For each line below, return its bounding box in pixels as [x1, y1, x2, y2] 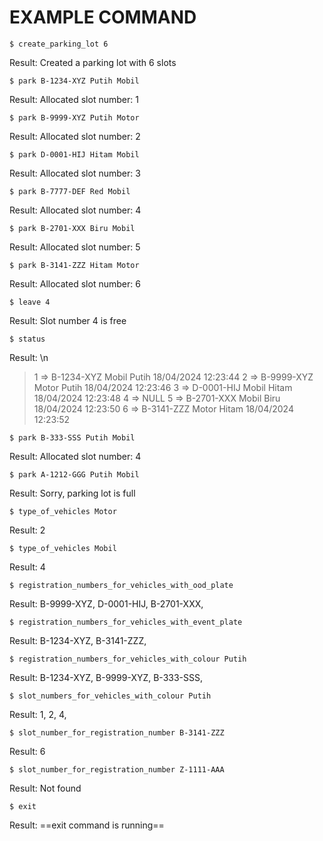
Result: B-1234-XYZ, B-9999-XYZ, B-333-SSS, [9, 671, 204, 683]
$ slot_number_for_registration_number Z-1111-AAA [9, 764, 225, 775]
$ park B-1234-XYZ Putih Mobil [9, 76, 140, 86]
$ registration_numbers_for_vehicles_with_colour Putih [9, 654, 247, 664]
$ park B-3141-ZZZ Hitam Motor [9, 260, 140, 270]
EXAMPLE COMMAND [9, 6, 197, 29]
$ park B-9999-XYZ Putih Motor [9, 112, 140, 123]
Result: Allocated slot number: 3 [9, 167, 141, 179]
